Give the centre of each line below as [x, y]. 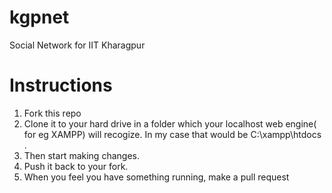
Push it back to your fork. [76, 166]
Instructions [61, 85]
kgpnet [39, 17]
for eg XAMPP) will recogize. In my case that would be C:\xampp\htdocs [172, 134]
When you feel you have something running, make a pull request [156, 177]
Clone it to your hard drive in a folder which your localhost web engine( [170, 123]
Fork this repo [52, 113]
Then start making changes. [81, 155]
